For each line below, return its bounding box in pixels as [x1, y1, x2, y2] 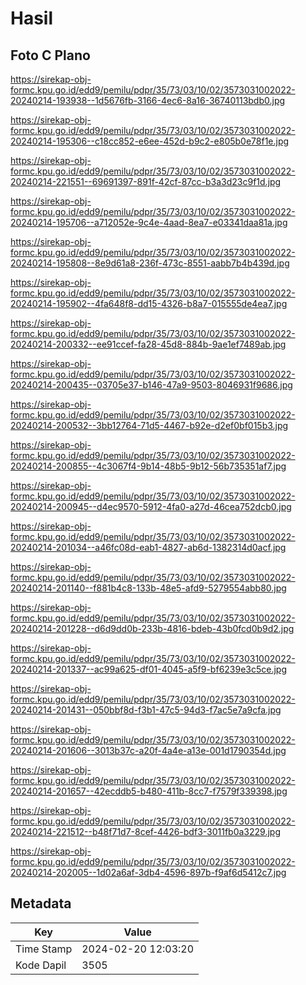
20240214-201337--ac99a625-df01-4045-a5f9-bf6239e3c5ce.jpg [10, 663, 288, 675]
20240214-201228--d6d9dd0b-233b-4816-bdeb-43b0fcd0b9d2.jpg [10, 623, 295, 634]
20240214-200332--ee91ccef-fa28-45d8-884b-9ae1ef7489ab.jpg [10, 338, 287, 350]
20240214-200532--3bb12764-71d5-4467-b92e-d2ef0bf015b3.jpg [10, 420, 289, 431]
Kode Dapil [15, 958, 67, 972]
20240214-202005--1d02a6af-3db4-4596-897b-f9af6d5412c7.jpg [10, 867, 287, 878]
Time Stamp [15, 942, 73, 956]
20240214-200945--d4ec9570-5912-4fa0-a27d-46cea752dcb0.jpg [10, 501, 292, 512]
